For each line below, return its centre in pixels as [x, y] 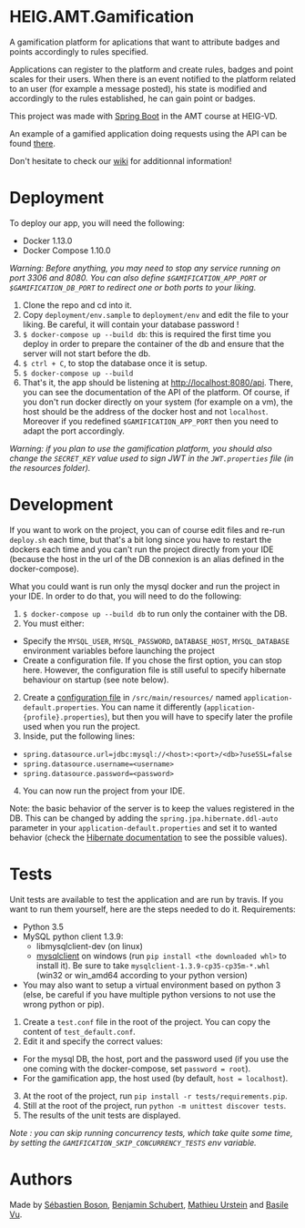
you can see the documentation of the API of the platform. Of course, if [156, 392]
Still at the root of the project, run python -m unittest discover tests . [154, 1105]
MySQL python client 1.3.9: [73, 936]
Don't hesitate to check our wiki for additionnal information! [121, 160]
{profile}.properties [63, 717]
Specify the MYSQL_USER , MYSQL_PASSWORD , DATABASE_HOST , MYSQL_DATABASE [156, 640]
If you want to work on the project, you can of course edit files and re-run [147, 529]
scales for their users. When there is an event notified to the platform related [152, 78]
